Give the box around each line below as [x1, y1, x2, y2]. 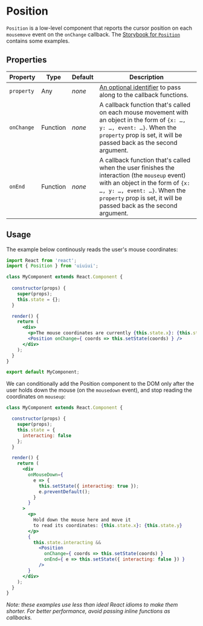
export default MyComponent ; [6, 369, 80, 375]
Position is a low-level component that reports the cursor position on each [6, 24, 192, 32]
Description [129, 73, 164, 81]
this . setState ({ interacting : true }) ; [38, 483, 139, 489]
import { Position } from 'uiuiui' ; [6, 263, 98, 269]
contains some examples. [6, 37, 70, 44]
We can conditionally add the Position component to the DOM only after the [6, 380, 195, 388]
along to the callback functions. [99, 90, 188, 99]
